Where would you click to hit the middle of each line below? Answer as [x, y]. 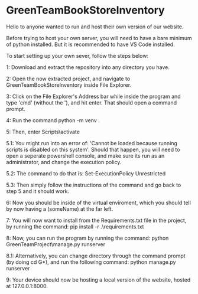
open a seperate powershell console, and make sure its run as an [85, 156]
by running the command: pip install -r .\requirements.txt [75, 226]
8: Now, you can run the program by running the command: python [87, 238]
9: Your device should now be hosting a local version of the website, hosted [98, 280]
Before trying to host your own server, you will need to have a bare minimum [99, 38]
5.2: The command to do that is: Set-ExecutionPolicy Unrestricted [86, 173]
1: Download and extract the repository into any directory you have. [88, 67]
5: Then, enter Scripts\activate [43, 132]
